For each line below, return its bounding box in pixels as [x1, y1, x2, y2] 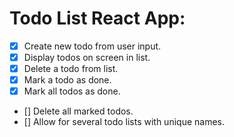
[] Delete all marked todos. [23, 105, 134, 117]
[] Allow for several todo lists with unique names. [23, 116, 225, 128]
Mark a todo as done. [23, 74, 112, 86]
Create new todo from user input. [23, 40, 162, 52]
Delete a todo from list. [23, 63, 119, 75]
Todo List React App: [9, 7, 186, 30]
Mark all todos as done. [23, 85, 121, 97]
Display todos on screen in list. [23, 52, 151, 63]
